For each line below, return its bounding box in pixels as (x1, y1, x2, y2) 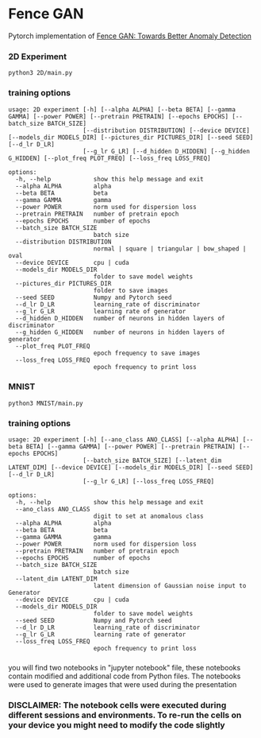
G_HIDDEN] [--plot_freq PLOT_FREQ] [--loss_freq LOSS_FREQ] (8, 154, 212, 162)
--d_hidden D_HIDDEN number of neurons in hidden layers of (15, 314, 225, 322)
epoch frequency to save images (93, 349, 201, 357)
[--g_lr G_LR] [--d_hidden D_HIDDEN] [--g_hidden (83, 147, 250, 155)
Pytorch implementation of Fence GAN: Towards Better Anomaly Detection (8, 31, 252, 41)
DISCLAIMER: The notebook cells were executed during (8, 699, 227, 710)
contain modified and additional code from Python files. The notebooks (8, 671, 241, 681)
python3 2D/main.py (8, 69, 73, 77)
